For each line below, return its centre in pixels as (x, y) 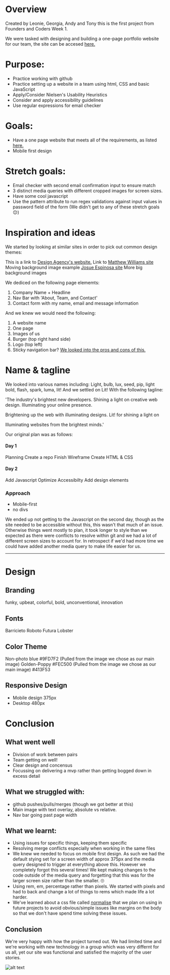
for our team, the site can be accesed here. (50, 44)
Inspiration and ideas (50, 232)
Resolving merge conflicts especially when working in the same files (84, 848)
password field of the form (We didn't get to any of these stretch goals (86, 207)
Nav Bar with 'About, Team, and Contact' (55, 298)
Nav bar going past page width (45, 815)
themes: (14, 252)
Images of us (26, 334)
